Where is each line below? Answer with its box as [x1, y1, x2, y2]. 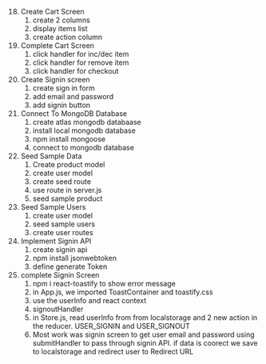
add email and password [32, 92, 114, 101]
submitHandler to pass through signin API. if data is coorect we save [32, 338, 258, 347]
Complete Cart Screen [20, 41, 95, 50]
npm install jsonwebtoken [32, 254, 117, 262]
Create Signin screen [20, 75, 90, 84]
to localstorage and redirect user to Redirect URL [32, 347, 194, 356]
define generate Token [32, 262, 108, 271]
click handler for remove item [32, 58, 129, 67]
